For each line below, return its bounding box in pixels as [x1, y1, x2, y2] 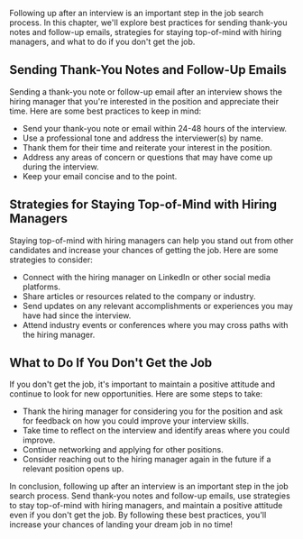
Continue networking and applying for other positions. [22, 444, 224, 455]
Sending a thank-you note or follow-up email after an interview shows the [9, 86, 282, 97]
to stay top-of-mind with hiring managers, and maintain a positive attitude [9, 500, 283, 511]
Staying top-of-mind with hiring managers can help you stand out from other [9, 234, 294, 246]
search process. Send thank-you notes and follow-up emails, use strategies [9, 490, 290, 501]
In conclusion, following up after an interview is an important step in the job [9, 481, 289, 492]
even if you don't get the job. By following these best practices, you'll [9, 509, 267, 521]
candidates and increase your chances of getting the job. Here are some [9, 244, 279, 255]
